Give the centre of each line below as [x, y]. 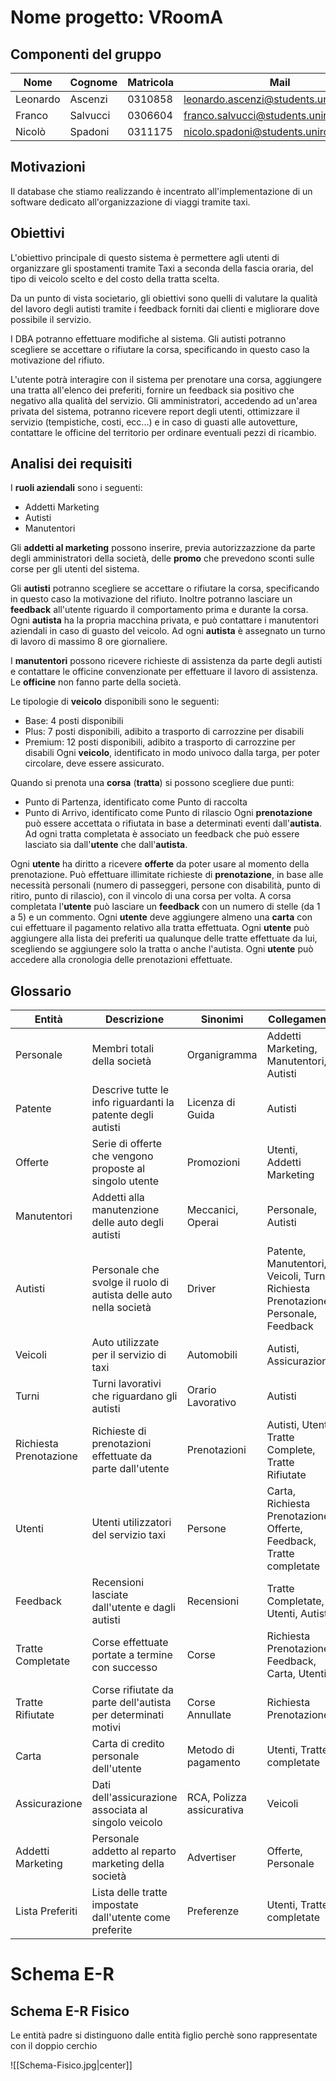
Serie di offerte [127, 1144]
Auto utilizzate [125, 1343]
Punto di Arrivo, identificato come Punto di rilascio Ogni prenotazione [168, 813]
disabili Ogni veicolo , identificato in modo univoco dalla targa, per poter [172, 753]
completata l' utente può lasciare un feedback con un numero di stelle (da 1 [165, 907]
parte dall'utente [130, 1469]
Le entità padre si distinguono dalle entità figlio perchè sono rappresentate [164, 2035]
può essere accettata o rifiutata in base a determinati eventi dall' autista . [173, 823]
